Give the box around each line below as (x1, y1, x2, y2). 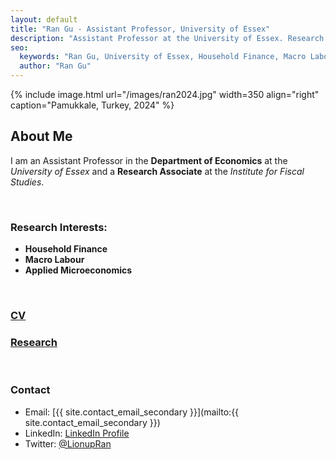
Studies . (10, 176, 45, 188)
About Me (10, 128, 73, 145)
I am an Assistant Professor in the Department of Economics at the (10, 154, 288, 166)
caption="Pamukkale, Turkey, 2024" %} (10, 99, 175, 111)
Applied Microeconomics (24, 264, 133, 276)
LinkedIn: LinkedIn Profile (24, 427, 130, 439)
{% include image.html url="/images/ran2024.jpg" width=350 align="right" (10, 89, 320, 100)
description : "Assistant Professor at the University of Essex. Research (10, 33, 325, 43)
